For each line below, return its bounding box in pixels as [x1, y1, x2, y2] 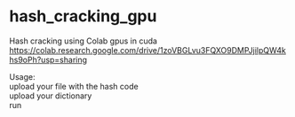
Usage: [9, 71, 36, 82]
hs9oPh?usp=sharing [9, 54, 87, 65]
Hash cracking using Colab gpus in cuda [9, 35, 158, 46]
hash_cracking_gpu [9, 6, 157, 27]
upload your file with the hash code [9, 81, 140, 91]
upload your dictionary [9, 90, 92, 101]
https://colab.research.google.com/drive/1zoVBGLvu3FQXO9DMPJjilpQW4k [9, 44, 287, 55]
